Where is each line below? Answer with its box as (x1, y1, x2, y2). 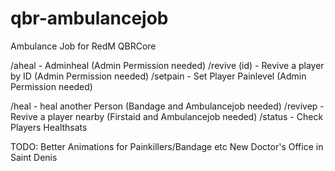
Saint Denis (10, 151, 58, 163)
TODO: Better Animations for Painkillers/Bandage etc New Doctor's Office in (10, 140, 324, 152)
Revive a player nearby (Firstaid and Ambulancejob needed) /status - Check (10, 110, 324, 122)
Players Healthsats (10, 121, 88, 133)
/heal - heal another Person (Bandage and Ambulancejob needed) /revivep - (10, 100, 325, 112)
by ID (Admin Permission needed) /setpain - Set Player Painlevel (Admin (10, 70, 307, 82)
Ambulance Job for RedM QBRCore (10, 40, 157, 52)
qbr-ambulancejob (10, 7, 169, 30)
